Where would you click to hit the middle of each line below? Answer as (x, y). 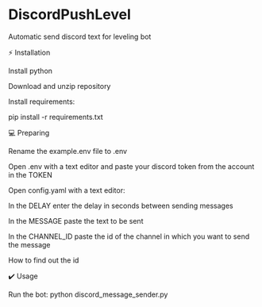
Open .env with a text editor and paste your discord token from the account (131, 166)
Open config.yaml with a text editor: (67, 190)
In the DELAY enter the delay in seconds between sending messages (121, 205)
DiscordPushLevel (69, 15)
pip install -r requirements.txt (56, 117)
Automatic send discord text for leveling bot (80, 36)
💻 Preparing (29, 132)
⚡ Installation (29, 52)
